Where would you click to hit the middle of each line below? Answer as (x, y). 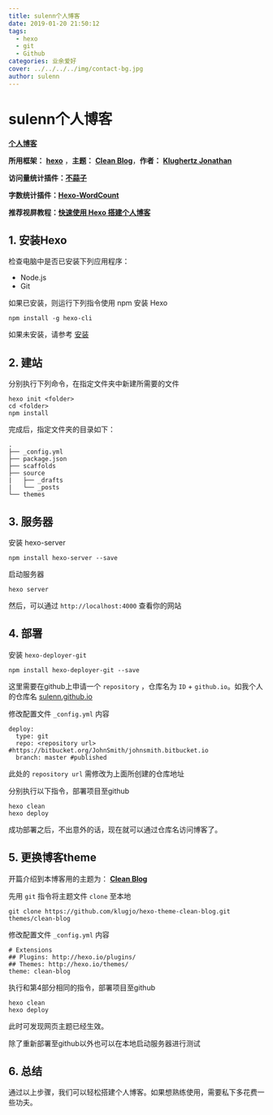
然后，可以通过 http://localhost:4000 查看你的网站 (95, 605)
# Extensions (30, 950)
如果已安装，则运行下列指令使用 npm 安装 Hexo (88, 303)
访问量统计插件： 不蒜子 (48, 178)
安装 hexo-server (37, 542)
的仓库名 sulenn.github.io (51, 696)
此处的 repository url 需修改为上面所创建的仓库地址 (97, 774)
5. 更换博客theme (52, 858)
